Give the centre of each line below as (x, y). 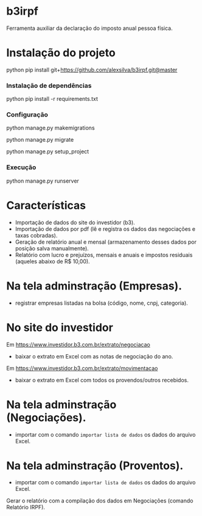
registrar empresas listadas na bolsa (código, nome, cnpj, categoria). (102, 303)
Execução (21, 167)
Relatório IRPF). (26, 507)
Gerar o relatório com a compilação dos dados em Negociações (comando (100, 501)
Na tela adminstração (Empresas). (94, 286)
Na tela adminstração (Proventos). (95, 466)
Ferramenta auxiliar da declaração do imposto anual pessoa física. (89, 28)
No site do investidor (60, 327)
